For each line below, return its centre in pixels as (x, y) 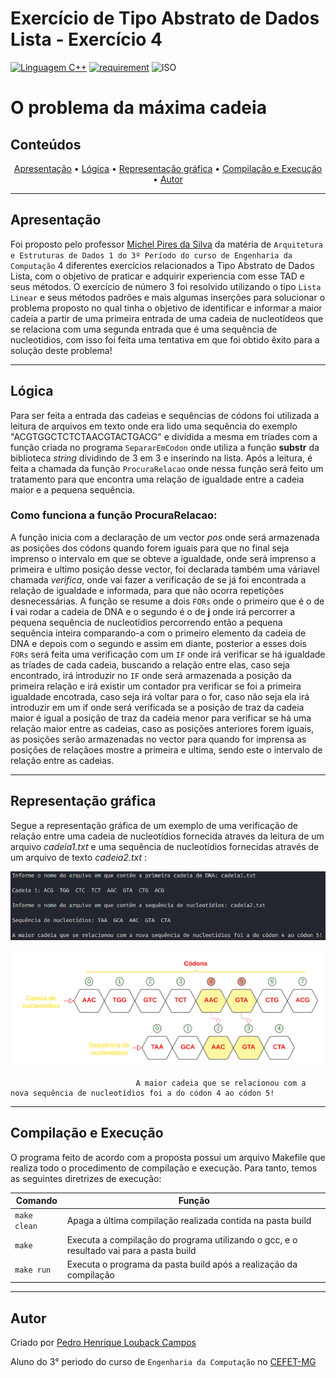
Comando (36, 1201)
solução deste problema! (61, 350)
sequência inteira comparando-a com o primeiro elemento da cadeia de (158, 633)
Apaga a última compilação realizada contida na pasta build (189, 1220)
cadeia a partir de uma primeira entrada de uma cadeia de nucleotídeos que (167, 318)
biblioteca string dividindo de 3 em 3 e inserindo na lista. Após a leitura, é (161, 458)
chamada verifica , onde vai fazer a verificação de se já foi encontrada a (158, 579)
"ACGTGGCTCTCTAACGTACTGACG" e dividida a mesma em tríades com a (164, 436)
